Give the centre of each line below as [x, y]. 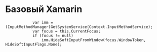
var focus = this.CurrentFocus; [66, 31]
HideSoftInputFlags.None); [34, 44]
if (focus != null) [53, 35]
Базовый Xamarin [44, 9]
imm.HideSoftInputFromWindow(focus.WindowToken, [93, 40]
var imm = [43, 22]
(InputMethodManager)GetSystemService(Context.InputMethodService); [79, 27]
